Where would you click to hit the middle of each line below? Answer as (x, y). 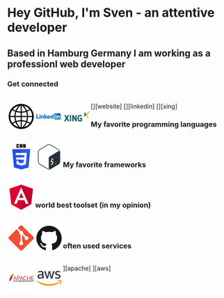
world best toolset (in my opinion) (93, 205)
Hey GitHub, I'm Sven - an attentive (111, 13)
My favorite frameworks (104, 165)
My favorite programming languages (154, 124)
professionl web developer (66, 64)
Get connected (33, 83)
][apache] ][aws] (87, 268)
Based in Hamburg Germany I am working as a (109, 53)
